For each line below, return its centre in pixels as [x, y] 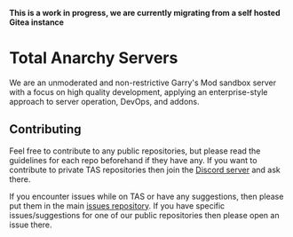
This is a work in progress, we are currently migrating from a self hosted [145, 13]
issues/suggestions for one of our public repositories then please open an [144, 215]
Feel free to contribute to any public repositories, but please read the [135, 151]
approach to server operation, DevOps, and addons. [104, 101]
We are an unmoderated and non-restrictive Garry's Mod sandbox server [143, 83]
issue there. [31, 225]
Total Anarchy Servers [94, 58]
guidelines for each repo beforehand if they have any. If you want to [133, 160]
